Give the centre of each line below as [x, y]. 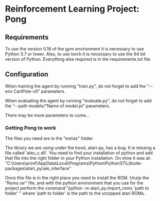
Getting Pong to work [31, 128]
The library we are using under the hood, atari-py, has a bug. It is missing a [80, 148]
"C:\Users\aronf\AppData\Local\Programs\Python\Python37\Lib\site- [74, 163]
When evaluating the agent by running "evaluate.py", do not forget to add [78, 100]
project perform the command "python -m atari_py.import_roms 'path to [77, 188]
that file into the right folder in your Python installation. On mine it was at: [78, 158]
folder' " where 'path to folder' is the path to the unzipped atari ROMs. [75, 193]
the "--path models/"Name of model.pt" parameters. [58, 106]
